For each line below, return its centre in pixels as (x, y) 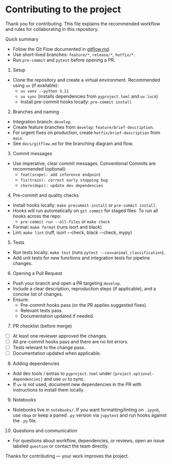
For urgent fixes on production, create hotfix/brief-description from (86, 133)
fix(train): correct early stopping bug (64, 180)
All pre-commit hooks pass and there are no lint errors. (71, 342)
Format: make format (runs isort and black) (57, 227)
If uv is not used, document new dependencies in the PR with (77, 384)
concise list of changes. (38, 294)
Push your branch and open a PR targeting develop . (67, 283)
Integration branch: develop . (42, 121)
